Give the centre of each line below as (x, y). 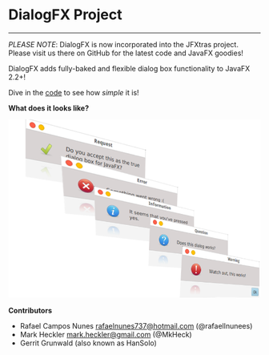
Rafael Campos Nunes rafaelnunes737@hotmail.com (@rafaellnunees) (136, 325)
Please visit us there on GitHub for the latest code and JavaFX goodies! (126, 53)
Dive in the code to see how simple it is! (74, 92)
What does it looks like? (49, 108)
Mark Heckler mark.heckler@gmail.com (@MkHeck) (106, 334)
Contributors (30, 310)
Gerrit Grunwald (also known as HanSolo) (88, 343)
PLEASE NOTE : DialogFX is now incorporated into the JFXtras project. (123, 44)
